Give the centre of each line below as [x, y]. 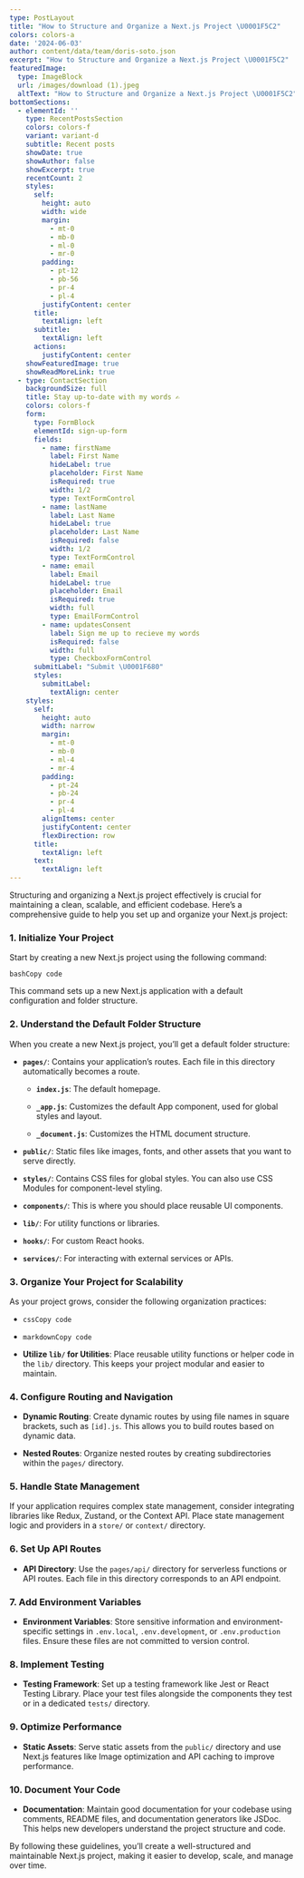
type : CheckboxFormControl [100, 658]
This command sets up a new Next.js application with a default [126, 991]
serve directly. [49, 1161]
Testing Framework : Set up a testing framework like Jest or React [146, 1684]
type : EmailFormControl [95, 617]
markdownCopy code [57, 1337]
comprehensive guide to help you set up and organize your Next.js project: [148, 914]
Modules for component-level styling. [92, 1188]
